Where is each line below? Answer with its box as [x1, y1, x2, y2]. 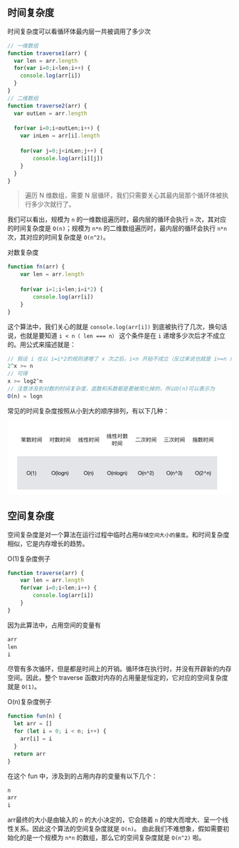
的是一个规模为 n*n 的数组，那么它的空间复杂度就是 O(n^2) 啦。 [19, 833, 206, 842]
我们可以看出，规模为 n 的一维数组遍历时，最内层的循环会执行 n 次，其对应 [7, 215, 227, 224]
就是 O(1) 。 [7, 683, 41, 691]
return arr [14, 750, 46, 757]
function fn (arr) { [7, 263, 65, 271]
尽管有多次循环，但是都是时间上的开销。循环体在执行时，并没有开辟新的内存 [7, 665, 232, 673]
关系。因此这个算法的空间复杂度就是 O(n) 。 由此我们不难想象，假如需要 [13, 824, 223, 833]
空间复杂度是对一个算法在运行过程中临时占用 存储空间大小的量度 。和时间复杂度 [7, 530, 230, 539]
